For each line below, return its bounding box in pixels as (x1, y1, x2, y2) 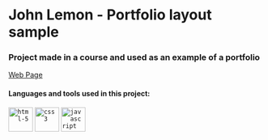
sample (8, 23, 59, 41)
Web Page (8, 70, 43, 80)
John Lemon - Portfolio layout (8, 6, 212, 24)
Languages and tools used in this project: (8, 89, 151, 99)
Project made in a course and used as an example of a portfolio (8, 52, 261, 63)
